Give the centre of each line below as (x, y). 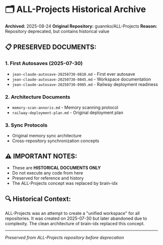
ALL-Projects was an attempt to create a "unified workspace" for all (72, 213)
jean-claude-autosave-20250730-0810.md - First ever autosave (73, 74)
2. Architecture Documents (38, 97)
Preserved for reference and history (48, 178)
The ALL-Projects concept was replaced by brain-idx (65, 183)
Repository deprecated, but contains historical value (57, 31)
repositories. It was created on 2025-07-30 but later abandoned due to (76, 218)
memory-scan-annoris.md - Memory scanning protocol (65, 107)
